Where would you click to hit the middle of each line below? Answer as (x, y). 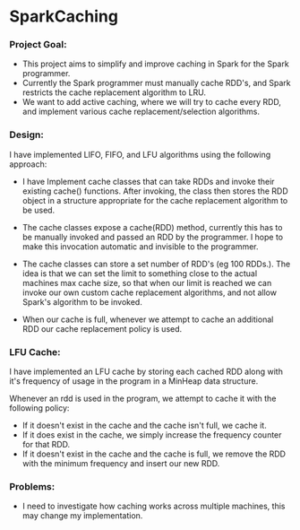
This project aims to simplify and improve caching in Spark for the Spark (155, 64)
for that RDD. (46, 445)
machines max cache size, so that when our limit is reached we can (147, 282)
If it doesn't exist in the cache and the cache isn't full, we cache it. (144, 426)
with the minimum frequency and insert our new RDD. (121, 464)
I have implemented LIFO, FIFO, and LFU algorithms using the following (140, 154)
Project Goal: (38, 45)
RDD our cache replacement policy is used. (102, 328)
